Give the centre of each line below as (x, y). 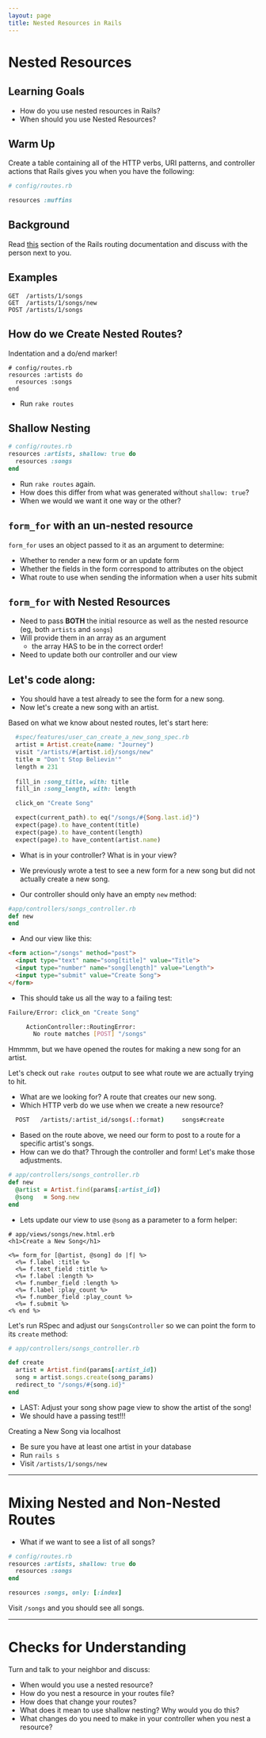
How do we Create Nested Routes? (96, 334)
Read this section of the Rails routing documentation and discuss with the (128, 244)
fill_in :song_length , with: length (76, 789)
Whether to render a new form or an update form (99, 560)
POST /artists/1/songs (46, 310)
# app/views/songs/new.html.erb (61, 1234)
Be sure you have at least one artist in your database (105, 1447)
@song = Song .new (47, 1197)
